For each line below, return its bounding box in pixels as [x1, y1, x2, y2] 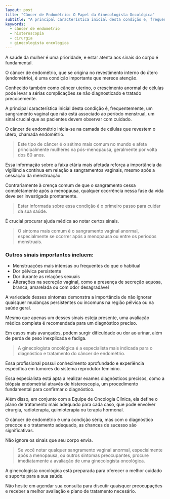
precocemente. [5, 95, 37, 101]
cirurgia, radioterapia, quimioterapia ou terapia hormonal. [5, 407, 124, 413]
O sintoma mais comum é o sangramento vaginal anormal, [17, 227, 139, 234]
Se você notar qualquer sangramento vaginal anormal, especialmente [17, 447, 163, 453]
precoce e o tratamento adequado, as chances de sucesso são [5, 422, 137, 428]
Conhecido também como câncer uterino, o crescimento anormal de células [5, 85, 164, 91]
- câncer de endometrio [10, 26, 60, 31]
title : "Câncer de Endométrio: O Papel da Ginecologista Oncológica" [5, 12, 155, 17]
